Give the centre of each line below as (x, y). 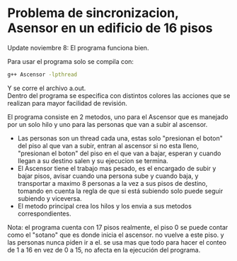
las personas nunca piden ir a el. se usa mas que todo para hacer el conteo (117, 242)
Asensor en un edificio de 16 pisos (110, 28)
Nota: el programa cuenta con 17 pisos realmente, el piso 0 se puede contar (118, 227)
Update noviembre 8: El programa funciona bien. (78, 48)
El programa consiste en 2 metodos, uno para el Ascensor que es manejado (118, 117)
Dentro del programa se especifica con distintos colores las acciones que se (119, 95)
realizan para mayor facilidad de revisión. (67, 103)
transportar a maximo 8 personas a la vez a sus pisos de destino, (112, 183)
